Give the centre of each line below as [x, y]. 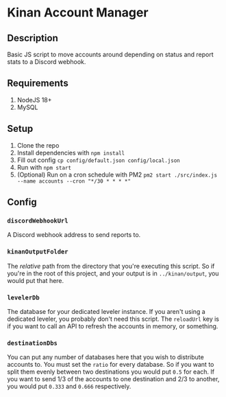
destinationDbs [33, 343]
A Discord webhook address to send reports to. [74, 235]
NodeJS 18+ [35, 100]
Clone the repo [38, 145]
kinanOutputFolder [38, 252]
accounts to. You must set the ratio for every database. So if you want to [111, 365]
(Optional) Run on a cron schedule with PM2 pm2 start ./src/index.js [117, 174]
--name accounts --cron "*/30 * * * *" [74, 181]
